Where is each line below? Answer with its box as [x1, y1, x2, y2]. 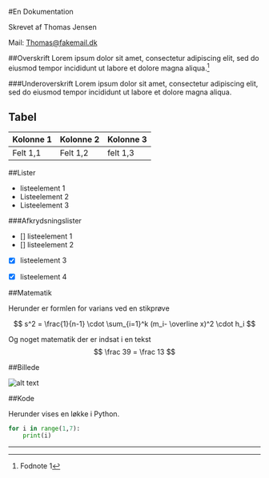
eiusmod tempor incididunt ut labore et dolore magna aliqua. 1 [8, 62, 210, 73]
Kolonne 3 [106, 134, 147, 145]
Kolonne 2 [59, 134, 100, 145]
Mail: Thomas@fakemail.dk [8, 38, 98, 47]
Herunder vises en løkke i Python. [8, 408, 120, 419]
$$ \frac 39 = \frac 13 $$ [93, 347, 176, 356]
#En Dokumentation [8, 7, 74, 16]
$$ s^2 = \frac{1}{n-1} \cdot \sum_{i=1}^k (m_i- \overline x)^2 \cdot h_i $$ [13, 319, 256, 328]
